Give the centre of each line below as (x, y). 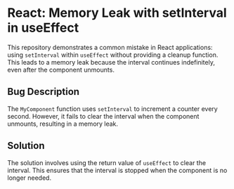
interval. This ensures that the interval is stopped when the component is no (117, 170)
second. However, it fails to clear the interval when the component (103, 116)
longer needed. (29, 178)
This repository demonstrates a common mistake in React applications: (110, 47)
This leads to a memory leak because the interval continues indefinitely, (111, 62)
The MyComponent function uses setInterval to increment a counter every (112, 109)
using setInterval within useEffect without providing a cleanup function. (113, 55)
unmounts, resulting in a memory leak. (63, 124)
